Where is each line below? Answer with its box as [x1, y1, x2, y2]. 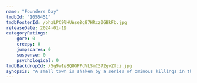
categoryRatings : [6, 30, 49, 36]
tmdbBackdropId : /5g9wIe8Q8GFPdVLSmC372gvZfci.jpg [6, 63, 133, 69]
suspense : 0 [16, 52, 46, 58]
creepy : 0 [16, 41, 41, 47]
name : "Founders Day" [6, 8, 59, 15]
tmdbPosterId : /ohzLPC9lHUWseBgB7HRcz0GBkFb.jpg [6, 19, 127, 25]
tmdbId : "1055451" [6, 14, 51, 20]
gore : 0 [16, 36, 35, 41]
